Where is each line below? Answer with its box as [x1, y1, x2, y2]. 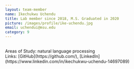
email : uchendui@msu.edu [5, 25, 56, 30]
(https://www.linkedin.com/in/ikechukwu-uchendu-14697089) [5, 59, 130, 64]
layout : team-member [5, 7, 47, 12]
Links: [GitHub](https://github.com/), [5, 53, 79, 59]
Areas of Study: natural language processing [5, 48, 95, 54]
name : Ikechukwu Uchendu [5, 12, 56, 17]
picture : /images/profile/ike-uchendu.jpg [5, 20, 93, 26]
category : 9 [5, 30, 29, 34]
